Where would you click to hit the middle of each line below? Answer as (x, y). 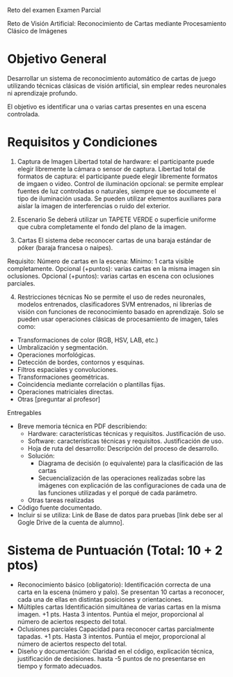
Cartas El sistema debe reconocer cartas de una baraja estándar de (114, 240)
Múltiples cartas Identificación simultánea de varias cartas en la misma (119, 607)
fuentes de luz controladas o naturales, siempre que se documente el (117, 191)
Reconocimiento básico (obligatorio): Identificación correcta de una (114, 584)
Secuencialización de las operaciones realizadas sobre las (122, 478)
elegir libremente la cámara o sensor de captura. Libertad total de (111, 169)
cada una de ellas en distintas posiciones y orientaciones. (100, 599)
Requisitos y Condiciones (82, 142)
